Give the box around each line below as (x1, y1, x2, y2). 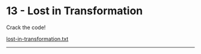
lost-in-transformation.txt (6, 35, 69, 42)
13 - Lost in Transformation (6, 4, 143, 18)
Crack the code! (6, 24, 46, 31)
